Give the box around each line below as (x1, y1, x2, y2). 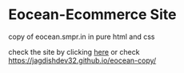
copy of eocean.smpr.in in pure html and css (8, 32, 155, 41)
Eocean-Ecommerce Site (8, 6, 177, 24)
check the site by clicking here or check (8, 47, 140, 56)
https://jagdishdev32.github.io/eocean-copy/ (8, 56, 157, 65)
